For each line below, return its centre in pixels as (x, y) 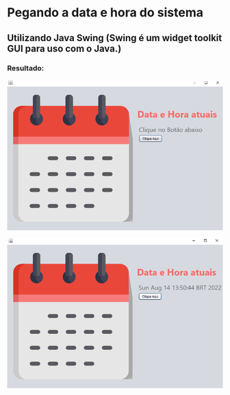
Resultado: (26, 68)
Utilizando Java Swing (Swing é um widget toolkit (115, 38)
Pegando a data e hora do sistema (105, 13)
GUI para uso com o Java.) (64, 48)
